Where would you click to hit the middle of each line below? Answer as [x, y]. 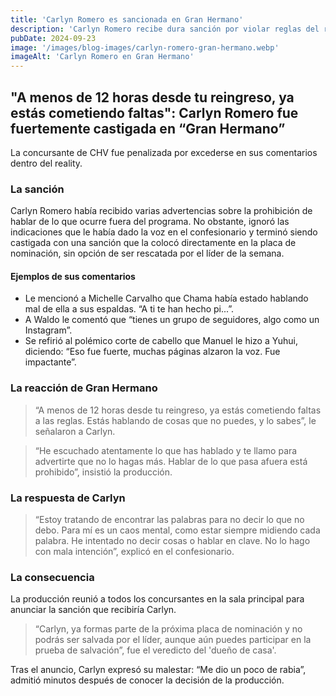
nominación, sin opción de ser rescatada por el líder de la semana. [147, 253]
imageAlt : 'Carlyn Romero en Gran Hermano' [102, 57]
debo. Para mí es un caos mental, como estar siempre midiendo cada [177, 530]
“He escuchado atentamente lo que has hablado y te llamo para [166, 450]
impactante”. [50, 362]
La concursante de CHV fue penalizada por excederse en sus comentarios [164, 152]
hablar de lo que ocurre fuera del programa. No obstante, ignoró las [150, 222]
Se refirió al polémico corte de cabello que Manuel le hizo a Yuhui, [161, 341]
